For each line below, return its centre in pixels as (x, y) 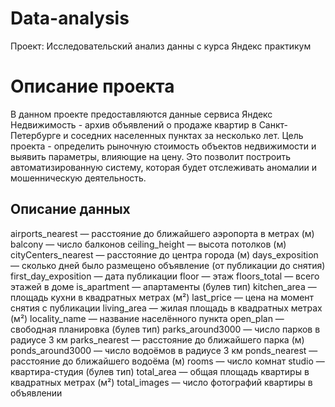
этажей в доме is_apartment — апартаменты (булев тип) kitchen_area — (163, 286)
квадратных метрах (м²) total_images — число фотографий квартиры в (161, 382)
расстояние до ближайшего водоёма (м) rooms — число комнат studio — (167, 361)
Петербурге (36, 135)
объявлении (36, 393)
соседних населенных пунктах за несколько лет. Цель (187, 135)
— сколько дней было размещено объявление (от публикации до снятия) (168, 265)
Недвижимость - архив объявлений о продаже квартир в (133, 124)
